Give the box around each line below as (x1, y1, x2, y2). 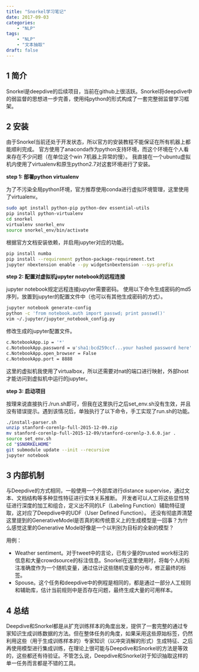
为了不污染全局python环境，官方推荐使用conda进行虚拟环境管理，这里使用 (6, 186, 189, 193)
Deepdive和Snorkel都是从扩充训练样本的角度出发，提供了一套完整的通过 (6, 623, 183, 630)
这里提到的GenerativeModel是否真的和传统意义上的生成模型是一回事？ (6, 517, 178, 524)
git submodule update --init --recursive (6, 446, 110, 453)
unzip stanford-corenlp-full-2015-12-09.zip (6, 425, 118, 431)
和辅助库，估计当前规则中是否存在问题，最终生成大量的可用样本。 (14, 587, 176, 594)
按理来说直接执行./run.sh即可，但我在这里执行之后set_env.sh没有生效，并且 (6, 400, 191, 407)
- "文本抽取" (17, 42, 46, 48)
